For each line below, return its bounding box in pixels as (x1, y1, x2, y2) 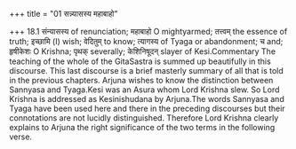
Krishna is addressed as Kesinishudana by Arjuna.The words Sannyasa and (9, 94, 284, 104)
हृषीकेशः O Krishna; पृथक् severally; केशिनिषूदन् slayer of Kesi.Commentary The (9, 46, 276, 57)
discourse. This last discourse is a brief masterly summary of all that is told (9, 66, 284, 75)
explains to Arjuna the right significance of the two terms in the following (9, 122, 276, 132)
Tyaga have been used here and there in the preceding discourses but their (9, 103, 286, 114)
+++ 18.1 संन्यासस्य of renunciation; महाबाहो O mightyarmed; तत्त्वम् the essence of (9, 27, 288, 36)
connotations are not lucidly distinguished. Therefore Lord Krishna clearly (9, 113, 279, 123)
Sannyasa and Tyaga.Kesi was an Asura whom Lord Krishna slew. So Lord (9, 84, 280, 95)
